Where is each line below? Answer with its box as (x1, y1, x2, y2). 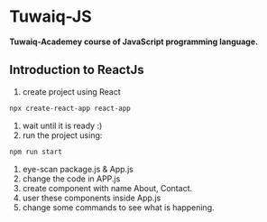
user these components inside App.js (22, 192, 161, 203)
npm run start (9, 147, 63, 156)
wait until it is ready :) (22, 120, 103, 131)
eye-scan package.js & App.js (22, 163, 133, 174)
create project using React (22, 86, 122, 97)
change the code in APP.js (22, 173, 121, 184)
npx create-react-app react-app (9, 104, 131, 113)
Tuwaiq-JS (9, 6, 92, 27)
